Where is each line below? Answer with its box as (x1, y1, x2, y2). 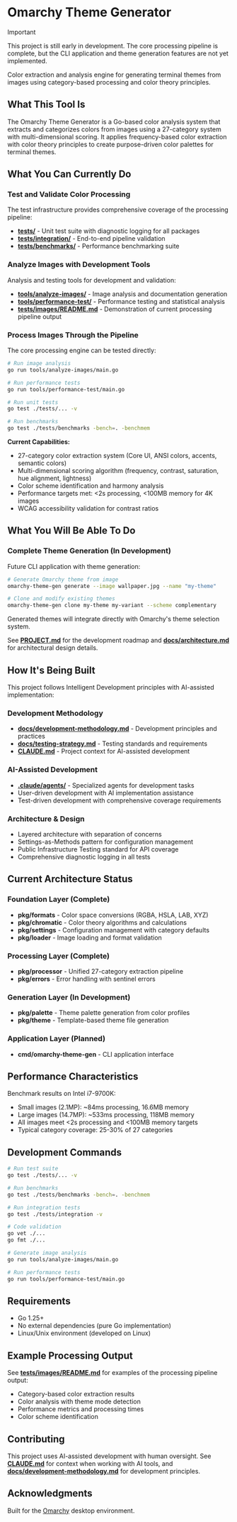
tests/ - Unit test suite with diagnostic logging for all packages (17, 227, 200, 235)
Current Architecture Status (7, 873, 133, 885)
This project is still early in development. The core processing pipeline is (7, 41, 218, 50)
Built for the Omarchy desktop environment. (7, 1506, 135, 1515)
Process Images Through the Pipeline (7, 330, 139, 339)
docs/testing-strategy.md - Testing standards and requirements (17, 739, 207, 748)
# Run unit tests (7, 398, 59, 406)
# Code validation (7, 1223, 62, 1231)
